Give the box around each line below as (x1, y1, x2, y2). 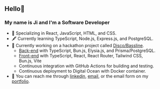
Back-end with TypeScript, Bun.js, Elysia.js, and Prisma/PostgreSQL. (18, 48, 156, 53)
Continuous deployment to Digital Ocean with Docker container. (18, 68, 146, 74)
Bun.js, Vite (18, 58, 42, 64)
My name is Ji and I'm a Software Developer (4, 19, 110, 26)
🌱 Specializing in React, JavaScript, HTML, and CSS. (11, 30, 117, 36)
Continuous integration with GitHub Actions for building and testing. (18, 63, 154, 69)
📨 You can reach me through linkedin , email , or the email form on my (11, 73, 149, 79)
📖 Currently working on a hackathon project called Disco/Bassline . (11, 42, 144, 48)
